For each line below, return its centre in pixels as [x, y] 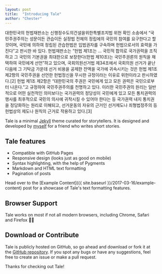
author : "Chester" [23, 18]
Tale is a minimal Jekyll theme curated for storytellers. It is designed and [77, 121]
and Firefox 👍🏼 [20, 220]
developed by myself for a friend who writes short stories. [63, 126]
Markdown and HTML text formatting [49, 168]
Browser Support [31, 203]
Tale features [25, 141]
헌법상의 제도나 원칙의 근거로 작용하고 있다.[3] [49, 111]
